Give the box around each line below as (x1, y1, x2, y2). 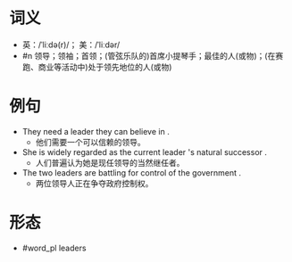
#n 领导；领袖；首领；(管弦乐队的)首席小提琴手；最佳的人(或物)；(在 (21, 50, 276, 61)
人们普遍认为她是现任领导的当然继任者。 (35, 157, 185, 168)
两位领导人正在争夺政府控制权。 (35, 177, 154, 188)
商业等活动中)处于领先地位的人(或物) (38, 61, 172, 72)
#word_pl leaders (21, 242, 87, 253)
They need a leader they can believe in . (21, 126, 170, 136)
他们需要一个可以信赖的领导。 (35, 136, 146, 147)
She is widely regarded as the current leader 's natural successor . (21, 146, 268, 157)
